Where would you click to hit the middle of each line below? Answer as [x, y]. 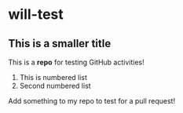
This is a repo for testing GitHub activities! [77, 62]
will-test [36, 15]
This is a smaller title [60, 44]
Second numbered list [55, 86]
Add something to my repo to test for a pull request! [91, 101]
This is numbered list [53, 77]
